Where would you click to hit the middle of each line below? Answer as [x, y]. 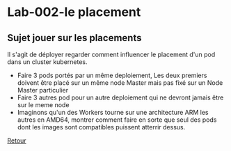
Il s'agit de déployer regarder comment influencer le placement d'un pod [111, 54]
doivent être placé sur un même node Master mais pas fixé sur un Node [120, 83]
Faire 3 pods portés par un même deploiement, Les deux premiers [112, 75]
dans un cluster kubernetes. [48, 62]
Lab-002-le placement [74, 12]
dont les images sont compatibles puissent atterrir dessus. [101, 127]
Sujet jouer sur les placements [74, 38]
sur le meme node [43, 105]
